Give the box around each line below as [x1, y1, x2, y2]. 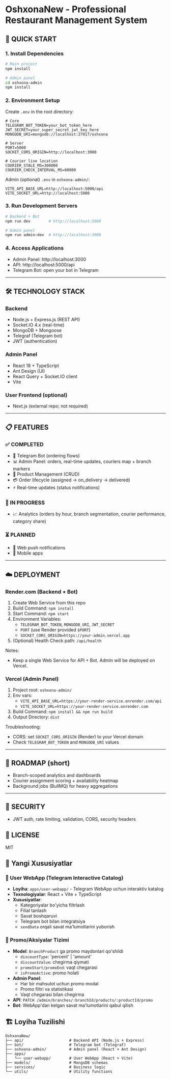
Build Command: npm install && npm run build [12, 709, 113, 715]
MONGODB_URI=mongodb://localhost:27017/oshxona [5, 131, 108, 137]
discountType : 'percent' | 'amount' [20, 953, 92, 959]
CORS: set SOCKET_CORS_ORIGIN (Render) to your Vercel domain [12, 734, 144, 740]
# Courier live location [5, 158, 58, 163]
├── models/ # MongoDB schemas [5, 1060, 108, 1065]
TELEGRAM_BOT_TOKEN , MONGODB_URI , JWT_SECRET [20, 621, 115, 627]
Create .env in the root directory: [5, 108, 74, 115]
